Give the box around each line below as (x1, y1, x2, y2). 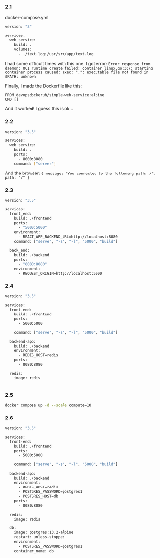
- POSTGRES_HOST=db (18, 494, 58, 499)
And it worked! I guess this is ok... (5, 106, 74, 112)
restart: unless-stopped (14, 535, 65, 540)
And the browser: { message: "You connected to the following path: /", (5, 170, 156, 176)
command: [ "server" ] (14, 161, 56, 166)
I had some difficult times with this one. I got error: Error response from (5, 60, 151, 66)
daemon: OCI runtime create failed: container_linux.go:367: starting (5, 66, 153, 70)
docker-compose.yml (5, 15, 49, 21)
